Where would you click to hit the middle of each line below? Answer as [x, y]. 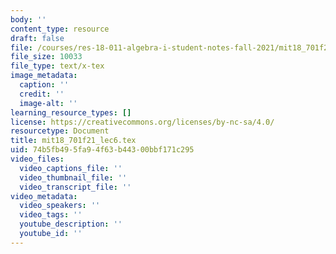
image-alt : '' [48, 103]
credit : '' [42, 94]
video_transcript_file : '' [75, 187]
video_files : [37, 159]
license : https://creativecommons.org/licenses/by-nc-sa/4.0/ [142, 122]
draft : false [37, 38]
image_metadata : [44, 76]
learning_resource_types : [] [71, 112]
